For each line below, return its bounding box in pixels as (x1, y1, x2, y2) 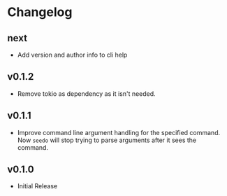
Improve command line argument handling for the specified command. (17, 128, 221, 136)
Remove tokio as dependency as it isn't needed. (17, 89, 156, 98)
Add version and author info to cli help (17, 50, 128, 59)
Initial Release (17, 182, 58, 190)
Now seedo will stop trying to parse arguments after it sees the (17, 136, 197, 144)
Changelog (7, 4, 73, 20)
